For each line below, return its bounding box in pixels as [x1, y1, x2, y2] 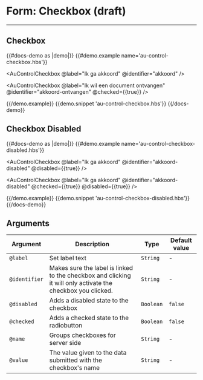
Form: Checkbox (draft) [6, 4, 126, 18]
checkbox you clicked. [49, 286, 113, 295]
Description [75, 240, 110, 249]
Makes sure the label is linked [49, 264, 134, 272]
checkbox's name [49, 364, 100, 372]
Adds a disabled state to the [49, 296, 129, 305]
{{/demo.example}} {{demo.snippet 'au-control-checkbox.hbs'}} [6, 100, 167, 107]
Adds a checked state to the [49, 313, 129, 322]
